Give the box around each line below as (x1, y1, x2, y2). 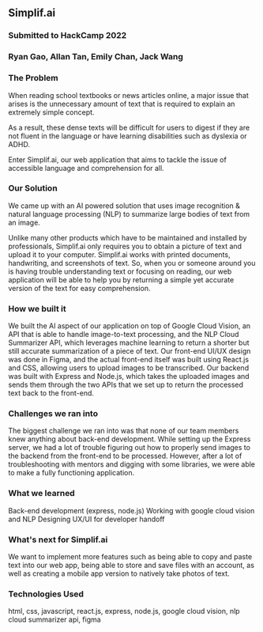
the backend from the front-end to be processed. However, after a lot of (8, 451, 242, 461)
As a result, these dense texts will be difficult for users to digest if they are (8, 123, 250, 132)
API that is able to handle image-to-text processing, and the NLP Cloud (8, 330, 239, 339)
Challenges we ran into (8, 408, 99, 419)
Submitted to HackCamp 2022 (8, 30, 127, 41)
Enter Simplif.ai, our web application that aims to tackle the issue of (8, 154, 227, 165)
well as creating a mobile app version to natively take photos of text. (8, 569, 231, 578)
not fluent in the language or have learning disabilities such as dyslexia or (8, 131, 247, 141)
